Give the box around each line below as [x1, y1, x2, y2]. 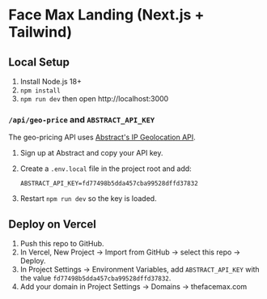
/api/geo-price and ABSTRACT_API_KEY [8, 113, 155, 125]
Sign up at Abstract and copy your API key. [19, 148, 163, 158]
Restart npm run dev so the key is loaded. [19, 194, 157, 203]
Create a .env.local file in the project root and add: [19, 164, 192, 173]
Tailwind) [8, 23, 73, 41]
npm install [19, 87, 61, 95]
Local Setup [8, 55, 70, 69]
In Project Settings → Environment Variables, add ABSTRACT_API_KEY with [19, 265, 261, 275]
